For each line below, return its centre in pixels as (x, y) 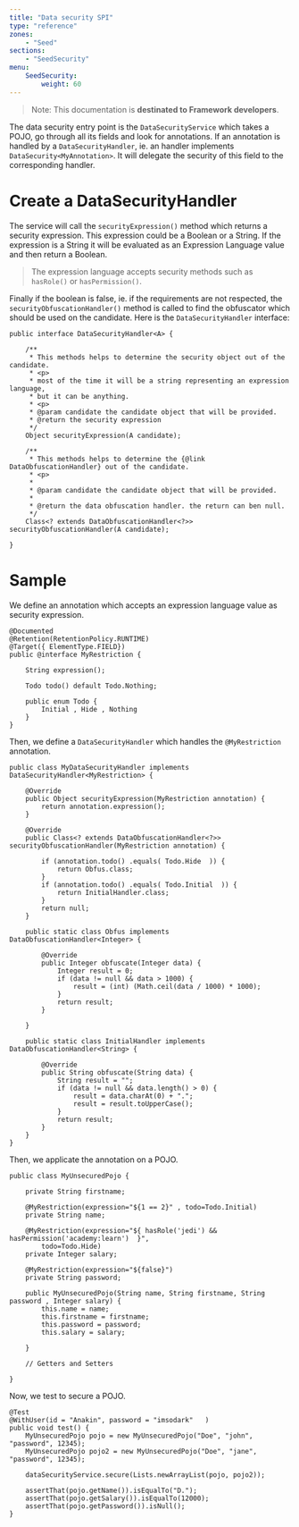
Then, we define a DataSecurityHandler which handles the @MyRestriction (145, 741)
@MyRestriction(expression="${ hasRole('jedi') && (121, 1230)
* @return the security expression (96, 420)
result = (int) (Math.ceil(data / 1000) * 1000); (167, 986)
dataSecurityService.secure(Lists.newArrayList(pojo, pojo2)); (145, 1475)
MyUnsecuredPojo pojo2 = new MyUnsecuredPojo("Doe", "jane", (141, 1451)
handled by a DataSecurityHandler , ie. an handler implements (122, 146)
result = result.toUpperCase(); (133, 1104)
